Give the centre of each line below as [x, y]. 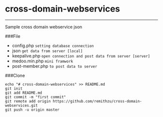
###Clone [15, 75]
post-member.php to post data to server [55, 66]
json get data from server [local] [47, 51]
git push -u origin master [32, 110]
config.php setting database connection [53, 45]
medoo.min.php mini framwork [43, 61]
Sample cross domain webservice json [44, 27]
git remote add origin [28, 101]
